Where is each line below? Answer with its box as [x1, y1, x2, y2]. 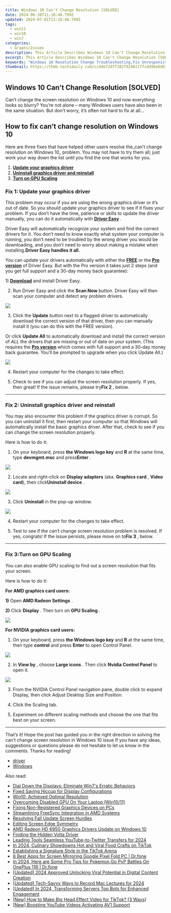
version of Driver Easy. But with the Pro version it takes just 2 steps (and [5, 263, 158, 269]
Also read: [5, 772, 27, 779]
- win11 [10, 26, 26, 32]
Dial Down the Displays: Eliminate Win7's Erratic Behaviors [12, 783, 136, 789]
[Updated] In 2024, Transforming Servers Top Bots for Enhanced [12, 886, 149, 892]
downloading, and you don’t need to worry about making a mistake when [5, 242, 159, 248]
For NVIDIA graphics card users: [5, 627, 75, 633]
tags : [5, 21, 17, 27]
